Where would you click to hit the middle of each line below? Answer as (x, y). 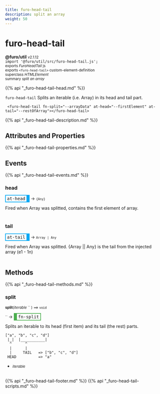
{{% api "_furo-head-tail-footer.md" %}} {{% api (54, 381)
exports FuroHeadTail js (25, 66)
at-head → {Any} (26, 198)
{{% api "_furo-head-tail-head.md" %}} (45, 88)
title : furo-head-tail (28, 10)
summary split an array (25, 79)
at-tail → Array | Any (32, 237)
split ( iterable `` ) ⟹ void (26, 307)
